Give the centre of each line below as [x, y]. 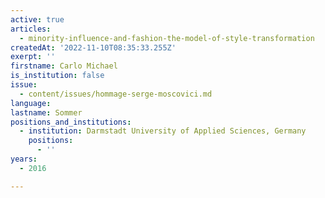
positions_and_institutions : [71, 122]
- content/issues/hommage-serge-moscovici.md [116, 94]
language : [31, 103]
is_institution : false [57, 76]
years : [24, 159]
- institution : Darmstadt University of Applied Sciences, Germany [163, 131]
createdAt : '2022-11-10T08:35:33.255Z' [93, 47]
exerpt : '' [33, 57]
